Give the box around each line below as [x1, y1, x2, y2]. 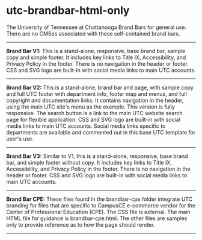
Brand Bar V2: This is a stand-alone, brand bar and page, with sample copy [6, 84, 194, 91]
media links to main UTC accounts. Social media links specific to [6, 122, 166, 130]
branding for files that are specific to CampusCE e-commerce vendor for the [6, 201, 196, 209]
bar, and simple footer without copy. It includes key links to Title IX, [6, 159, 173, 166]
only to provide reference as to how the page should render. [6, 221, 155, 228]
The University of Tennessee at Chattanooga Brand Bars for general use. [6, 24, 187, 31]
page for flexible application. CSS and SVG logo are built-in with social [6, 116, 180, 123]
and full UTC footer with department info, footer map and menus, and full [6, 90, 188, 97]
